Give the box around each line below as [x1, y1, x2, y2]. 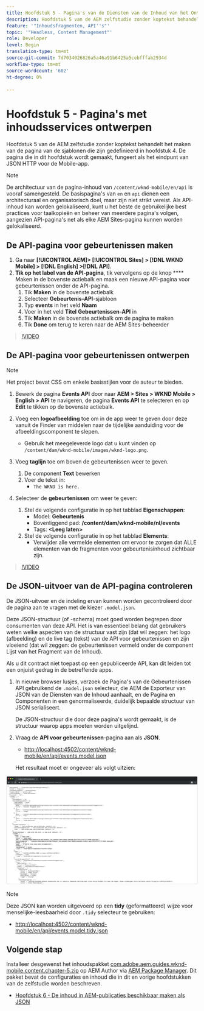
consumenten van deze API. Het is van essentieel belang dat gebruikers [6, 622, 186, 629]
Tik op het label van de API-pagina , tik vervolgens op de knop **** [15, 269, 184, 277]
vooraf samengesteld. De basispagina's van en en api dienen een [6, 190, 170, 197]
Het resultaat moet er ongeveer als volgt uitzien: [15, 764, 136, 771]
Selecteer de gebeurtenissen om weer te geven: [15, 494, 138, 502]
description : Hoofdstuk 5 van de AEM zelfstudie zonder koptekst [6, 16, 175, 23]
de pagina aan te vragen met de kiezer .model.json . [6, 604, 136, 611]
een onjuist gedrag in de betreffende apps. [6, 666, 114, 673]
